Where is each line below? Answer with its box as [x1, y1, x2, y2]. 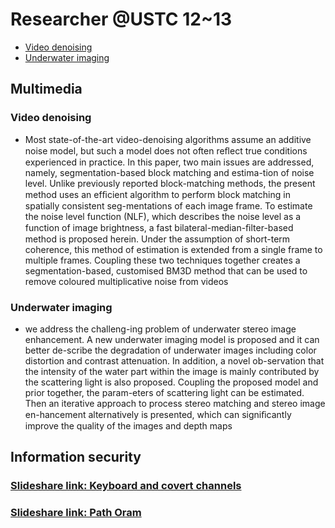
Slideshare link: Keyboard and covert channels [10, 479, 242, 493]
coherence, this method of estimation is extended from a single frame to [24, 243, 323, 255]
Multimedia [10, 81, 83, 98]
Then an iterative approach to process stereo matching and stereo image [24, 397, 326, 409]
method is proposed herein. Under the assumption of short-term [24, 233, 291, 245]
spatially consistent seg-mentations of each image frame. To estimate [24, 199, 313, 212]
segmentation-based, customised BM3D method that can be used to [24, 264, 308, 277]
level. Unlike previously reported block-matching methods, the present [24, 177, 316, 189]
